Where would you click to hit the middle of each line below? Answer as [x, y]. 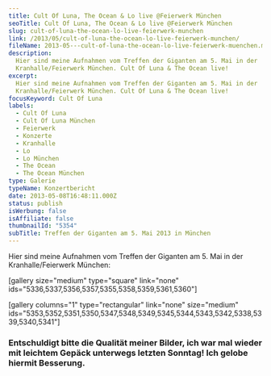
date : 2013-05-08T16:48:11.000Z [63, 196]
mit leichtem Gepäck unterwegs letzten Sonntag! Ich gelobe [128, 353]
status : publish [35, 203]
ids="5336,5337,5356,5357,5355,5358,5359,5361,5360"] [103, 289]
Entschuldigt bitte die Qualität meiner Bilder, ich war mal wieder [135, 342]
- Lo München [38, 158]
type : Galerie [32, 181]
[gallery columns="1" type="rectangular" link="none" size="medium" [124, 305]
